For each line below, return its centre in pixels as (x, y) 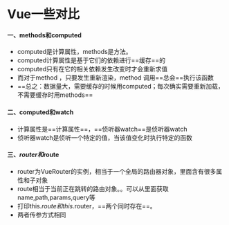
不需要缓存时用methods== (55, 95)
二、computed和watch (40, 112)
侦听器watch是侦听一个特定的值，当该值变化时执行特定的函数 (104, 137)
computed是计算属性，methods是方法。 (75, 52)
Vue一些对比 (44, 14)
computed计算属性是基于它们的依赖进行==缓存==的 (91, 60)
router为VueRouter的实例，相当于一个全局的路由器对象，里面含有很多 (117, 171)
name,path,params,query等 (56, 197)
